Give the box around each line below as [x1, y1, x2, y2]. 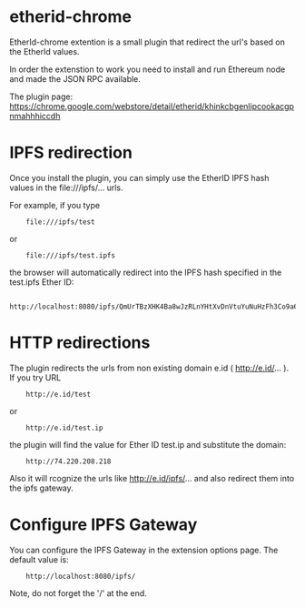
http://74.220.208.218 [25, 457, 112, 466]
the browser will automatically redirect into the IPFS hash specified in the [9, 267, 282, 278]
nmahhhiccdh [9, 110, 61, 121]
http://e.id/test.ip [25, 423, 103, 432]
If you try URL [9, 371, 62, 383]
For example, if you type [9, 199, 101, 210]
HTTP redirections [9, 332, 151, 353]
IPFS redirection [9, 143, 133, 163]
